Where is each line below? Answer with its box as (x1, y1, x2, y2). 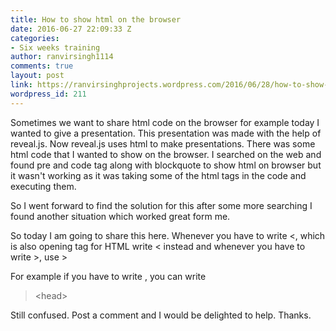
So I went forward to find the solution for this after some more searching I (10, 199, 313, 211)
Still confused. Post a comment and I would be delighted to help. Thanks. (10, 309, 312, 321)
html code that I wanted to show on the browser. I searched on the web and (10, 148, 322, 160)
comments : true (10, 61, 74, 71)
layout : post (10, 71, 65, 81)
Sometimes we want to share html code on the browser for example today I (10, 116, 320, 128)
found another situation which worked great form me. (10, 210, 231, 222)
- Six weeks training (10, 42, 101, 53)
